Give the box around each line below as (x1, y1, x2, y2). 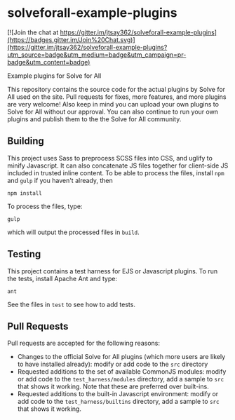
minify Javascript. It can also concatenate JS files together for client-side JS (7, 161, 229, 170)
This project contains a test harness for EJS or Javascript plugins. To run (7, 266, 218, 275)
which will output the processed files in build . (7, 228, 140, 236)
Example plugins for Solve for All (7, 72, 102, 80)
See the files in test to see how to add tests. (7, 300, 135, 309)
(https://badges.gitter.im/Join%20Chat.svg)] (7, 35, 135, 43)
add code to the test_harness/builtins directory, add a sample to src (17, 398, 220, 406)
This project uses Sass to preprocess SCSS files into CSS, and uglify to (7, 154, 213, 162)
